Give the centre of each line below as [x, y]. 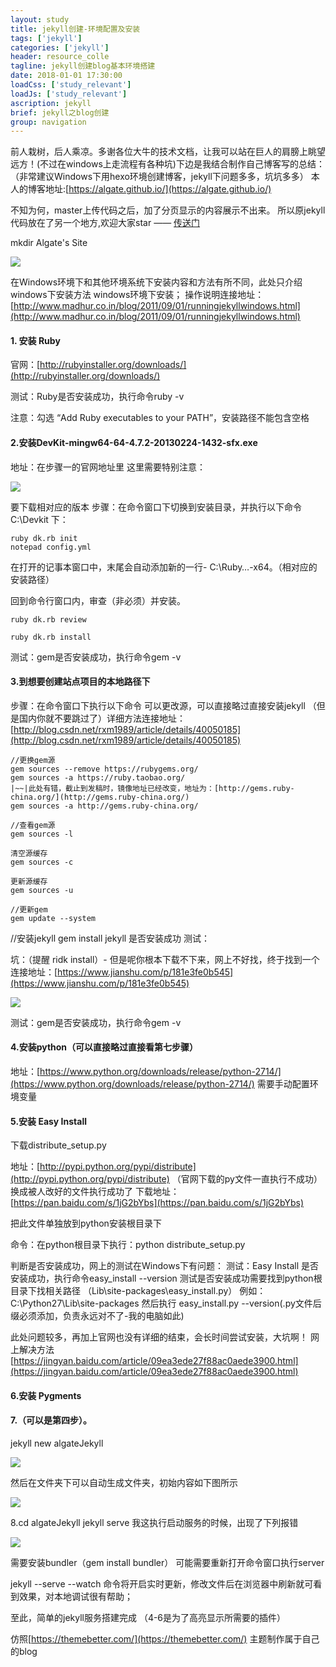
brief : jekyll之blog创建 [60, 112]
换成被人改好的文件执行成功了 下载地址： [95, 1192]
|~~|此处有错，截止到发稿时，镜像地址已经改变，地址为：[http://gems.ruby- [152, 788]
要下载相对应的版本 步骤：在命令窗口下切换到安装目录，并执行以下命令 [156, 507]
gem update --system [53, 918]
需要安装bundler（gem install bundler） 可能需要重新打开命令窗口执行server [167, 1563]
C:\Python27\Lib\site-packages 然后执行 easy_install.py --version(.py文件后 [166, 1303]
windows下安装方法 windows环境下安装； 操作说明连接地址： [137, 295]
